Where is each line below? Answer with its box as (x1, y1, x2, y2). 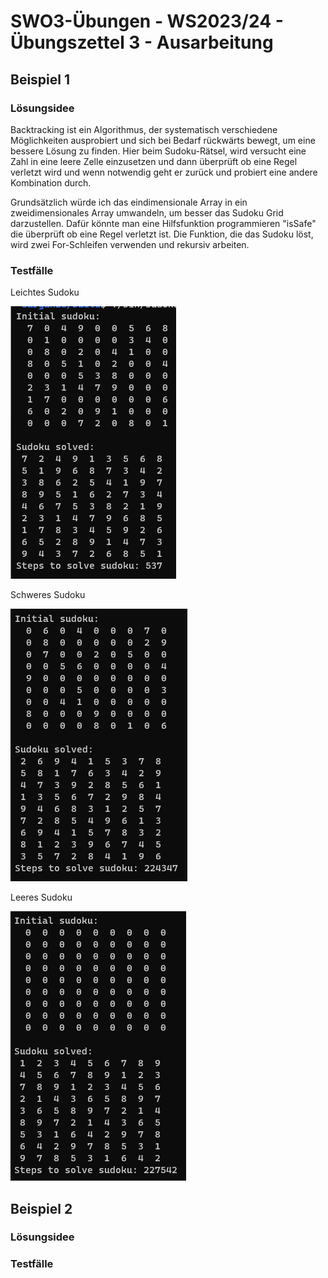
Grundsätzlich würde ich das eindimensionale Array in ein (10, 196, 248, 208)
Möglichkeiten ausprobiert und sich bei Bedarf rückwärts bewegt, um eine (10, 134, 316, 146)
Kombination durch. (10, 176, 92, 189)
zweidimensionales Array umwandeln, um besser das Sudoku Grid (10, 206, 284, 219)
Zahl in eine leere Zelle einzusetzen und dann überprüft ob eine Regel (10, 155, 298, 167)
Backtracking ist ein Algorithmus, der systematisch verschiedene (10, 123, 278, 135)
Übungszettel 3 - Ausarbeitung (10, 31, 274, 54)
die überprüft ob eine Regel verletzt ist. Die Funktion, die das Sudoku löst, (10, 228, 314, 240)
